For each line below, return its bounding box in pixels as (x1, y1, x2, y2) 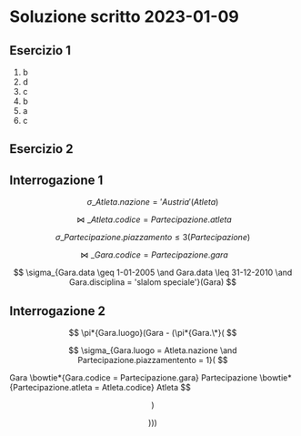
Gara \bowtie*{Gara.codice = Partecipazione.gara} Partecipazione (9, 372, 257, 383)
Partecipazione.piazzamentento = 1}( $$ (76, 355, 229, 366)
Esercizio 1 (9, 43, 71, 58)
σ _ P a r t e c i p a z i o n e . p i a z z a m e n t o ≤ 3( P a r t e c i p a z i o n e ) (55, 232, 251, 243)
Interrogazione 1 (9, 172, 104, 188)
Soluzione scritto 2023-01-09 (9, 6, 239, 27)
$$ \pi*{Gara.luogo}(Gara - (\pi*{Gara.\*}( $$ (68, 328, 237, 339)
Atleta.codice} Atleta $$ (101, 382, 191, 393)
